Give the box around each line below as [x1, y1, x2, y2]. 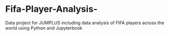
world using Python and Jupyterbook [5, 25, 82, 31]
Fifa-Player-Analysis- [5, 3, 98, 15]
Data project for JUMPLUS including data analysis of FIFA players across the [5, 20, 164, 26]
